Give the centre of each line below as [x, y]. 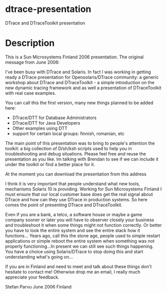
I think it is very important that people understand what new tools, [73, 183]
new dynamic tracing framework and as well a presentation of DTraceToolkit [83, 88]
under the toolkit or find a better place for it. [50, 164]
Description [30, 43]
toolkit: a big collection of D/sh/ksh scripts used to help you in [69, 148]
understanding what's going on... [39, 257]
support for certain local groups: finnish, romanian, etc [68, 134]
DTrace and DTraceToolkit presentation [45, 23]
